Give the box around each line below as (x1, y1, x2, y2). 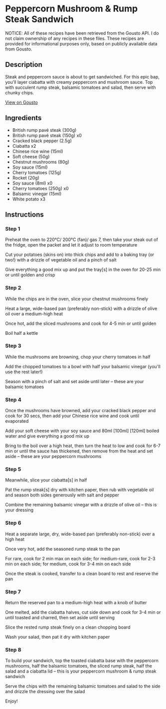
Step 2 (5, 284, 21, 291)
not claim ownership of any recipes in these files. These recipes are (5, 35, 145, 41)
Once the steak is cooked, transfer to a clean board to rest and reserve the (5, 570, 159, 576)
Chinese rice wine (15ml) (12, 148, 63, 154)
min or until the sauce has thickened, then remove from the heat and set (5, 448, 154, 454)
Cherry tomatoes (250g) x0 (12, 185, 69, 191)
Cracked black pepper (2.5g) (12, 138, 72, 144)
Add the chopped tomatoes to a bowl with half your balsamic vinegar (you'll (5, 363, 161, 369)
